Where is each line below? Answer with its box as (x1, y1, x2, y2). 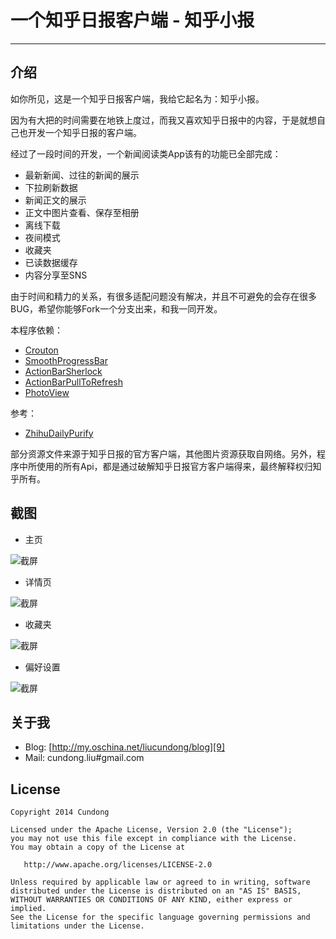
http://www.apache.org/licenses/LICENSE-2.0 (23, 860, 213, 870)
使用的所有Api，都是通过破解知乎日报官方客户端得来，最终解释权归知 (36, 460, 322, 472)
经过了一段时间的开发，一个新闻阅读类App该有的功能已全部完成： (10, 147, 282, 160)
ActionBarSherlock (24, 365, 103, 377)
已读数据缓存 (24, 256, 78, 268)
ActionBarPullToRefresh (24, 376, 123, 388)
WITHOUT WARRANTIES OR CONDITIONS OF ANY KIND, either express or (10, 895, 293, 905)
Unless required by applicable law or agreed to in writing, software (10, 877, 311, 888)
